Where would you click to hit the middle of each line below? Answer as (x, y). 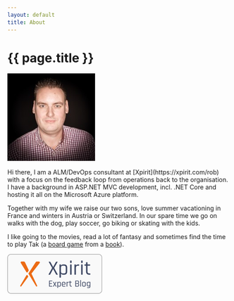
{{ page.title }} (51, 58)
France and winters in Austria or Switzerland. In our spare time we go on (112, 216)
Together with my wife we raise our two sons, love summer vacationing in (114, 208)
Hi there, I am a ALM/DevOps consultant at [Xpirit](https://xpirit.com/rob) (113, 172)
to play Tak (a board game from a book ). (66, 244)
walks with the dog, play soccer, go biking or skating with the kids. (104, 223)
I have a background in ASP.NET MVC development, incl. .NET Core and (112, 187)
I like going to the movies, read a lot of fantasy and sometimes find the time (117, 237)
